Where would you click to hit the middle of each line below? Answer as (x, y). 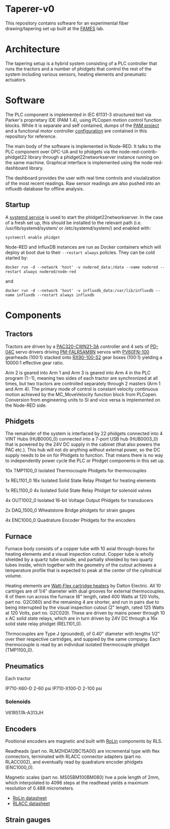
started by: (17, 258)
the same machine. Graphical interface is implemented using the (73, 162)
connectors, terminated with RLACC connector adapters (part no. (74, 757)
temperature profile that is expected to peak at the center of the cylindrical (83, 571)
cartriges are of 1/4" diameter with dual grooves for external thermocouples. (85, 591)
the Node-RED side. (26, 405)
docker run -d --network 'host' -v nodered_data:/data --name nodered (82, 267)
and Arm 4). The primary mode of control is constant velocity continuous (82, 389)
